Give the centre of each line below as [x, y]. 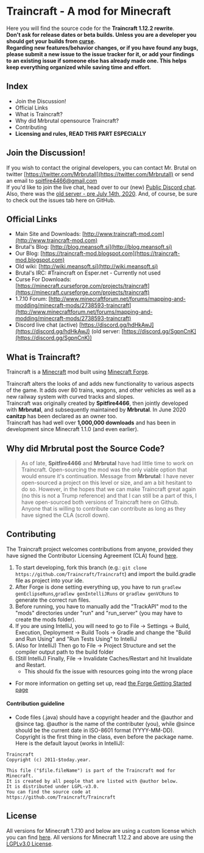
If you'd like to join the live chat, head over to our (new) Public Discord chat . [101, 187]
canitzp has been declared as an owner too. [62, 416]
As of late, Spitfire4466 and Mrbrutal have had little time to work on [107, 463]
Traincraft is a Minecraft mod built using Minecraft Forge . [78, 372]
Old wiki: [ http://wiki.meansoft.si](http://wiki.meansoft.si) [86, 267]
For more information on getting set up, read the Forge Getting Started [103, 683]
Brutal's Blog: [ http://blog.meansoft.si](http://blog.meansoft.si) [93, 247]
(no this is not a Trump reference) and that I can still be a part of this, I [109, 496]
